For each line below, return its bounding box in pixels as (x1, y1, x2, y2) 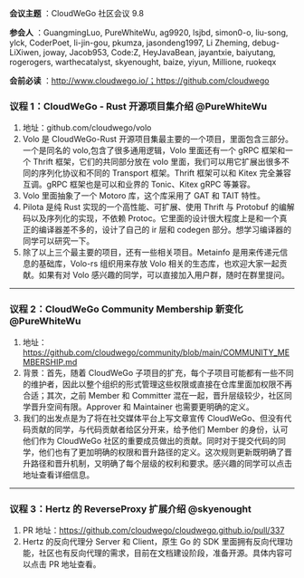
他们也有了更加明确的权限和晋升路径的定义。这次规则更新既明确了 (38, 447, 285, 458)
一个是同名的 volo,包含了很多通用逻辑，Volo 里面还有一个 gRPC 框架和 (22, 145, 286, 156)
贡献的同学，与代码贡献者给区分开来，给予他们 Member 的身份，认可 (30, 424, 289, 435)
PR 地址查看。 (48, 558, 101, 569)
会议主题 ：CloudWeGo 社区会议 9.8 (9, 8, 145, 18)
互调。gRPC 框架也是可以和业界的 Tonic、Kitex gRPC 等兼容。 (22, 179, 256, 190)
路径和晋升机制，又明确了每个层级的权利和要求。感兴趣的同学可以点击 (30, 458, 292, 468)
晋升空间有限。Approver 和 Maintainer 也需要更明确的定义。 (30, 401, 255, 412)
